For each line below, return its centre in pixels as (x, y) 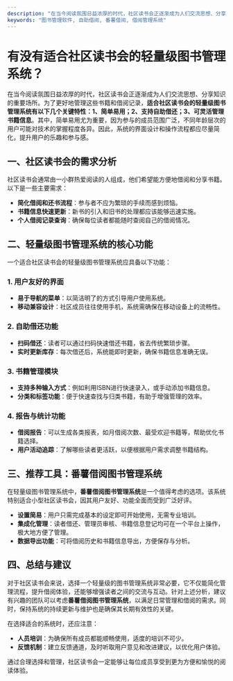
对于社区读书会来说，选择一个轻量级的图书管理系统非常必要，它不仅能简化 (113, 583)
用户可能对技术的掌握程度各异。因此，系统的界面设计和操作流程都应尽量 (110, 129)
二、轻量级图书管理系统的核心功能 (80, 244)
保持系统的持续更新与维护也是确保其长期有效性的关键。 (98, 609)
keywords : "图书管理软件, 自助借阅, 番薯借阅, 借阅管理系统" (87, 20)
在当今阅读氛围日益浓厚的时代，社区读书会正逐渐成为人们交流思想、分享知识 (116, 94)
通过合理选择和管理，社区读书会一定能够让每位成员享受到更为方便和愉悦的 (113, 662)
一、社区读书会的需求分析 (62, 161)
